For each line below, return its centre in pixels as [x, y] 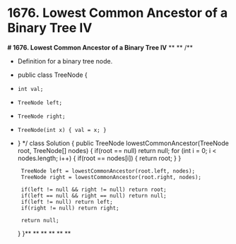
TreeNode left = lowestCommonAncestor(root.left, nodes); [108, 171]
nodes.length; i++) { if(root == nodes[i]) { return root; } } [99, 158]
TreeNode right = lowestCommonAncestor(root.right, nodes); [111, 177]
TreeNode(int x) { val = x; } [62, 130]
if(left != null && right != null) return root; [94, 189]
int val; [30, 89]
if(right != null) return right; [70, 208]
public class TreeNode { [53, 75]
